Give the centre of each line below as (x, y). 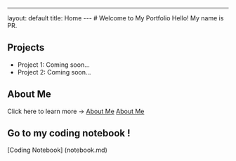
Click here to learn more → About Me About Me (76, 111)
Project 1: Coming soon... (53, 65)
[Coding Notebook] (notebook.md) (57, 150)
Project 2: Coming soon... (54, 72)
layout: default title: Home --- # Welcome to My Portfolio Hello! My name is (116, 18)
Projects (26, 47)
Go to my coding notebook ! (69, 133)
